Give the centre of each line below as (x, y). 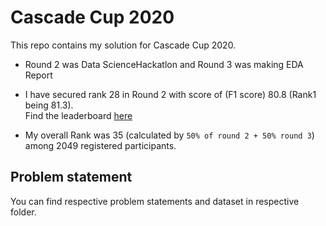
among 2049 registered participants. (100, 145)
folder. (23, 212)
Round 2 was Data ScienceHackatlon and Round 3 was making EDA (164, 64)
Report (38, 75)
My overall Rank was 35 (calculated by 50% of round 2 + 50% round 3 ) (169, 135)
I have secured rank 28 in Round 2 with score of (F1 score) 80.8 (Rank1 (170, 94)
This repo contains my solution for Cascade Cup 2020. (123, 45)
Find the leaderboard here (78, 115)
